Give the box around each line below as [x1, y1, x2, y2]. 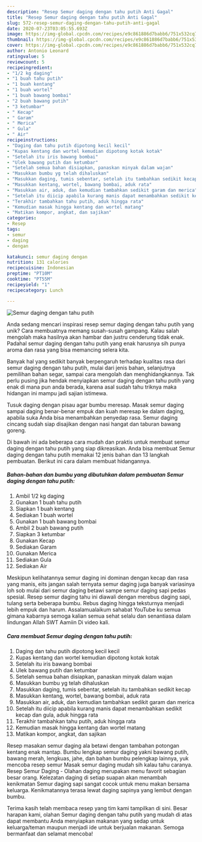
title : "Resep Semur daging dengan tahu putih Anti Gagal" [7, 14, 158, 20]
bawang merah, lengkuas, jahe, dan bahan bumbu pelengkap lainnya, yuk [7, 755, 189, 762]
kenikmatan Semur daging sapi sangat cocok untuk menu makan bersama [7, 780, 190, 787]
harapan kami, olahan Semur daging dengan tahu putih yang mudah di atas [7, 811, 192, 819]
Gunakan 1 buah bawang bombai [15, 518, 97, 525]
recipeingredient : [7, 64, 53, 71]
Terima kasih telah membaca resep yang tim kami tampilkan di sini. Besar [7, 805, 188, 812]
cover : [7, 43, 23, 49]
